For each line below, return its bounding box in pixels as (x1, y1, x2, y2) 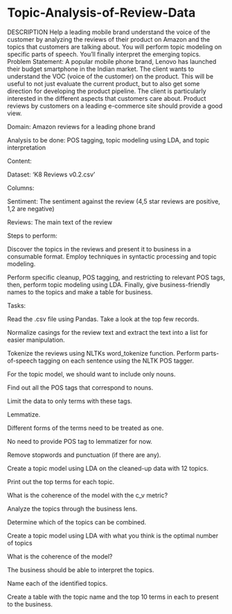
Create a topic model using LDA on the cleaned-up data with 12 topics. (7, 464, 209, 472)
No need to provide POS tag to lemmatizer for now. (7, 437, 152, 445)
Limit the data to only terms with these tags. (7, 397, 133, 405)
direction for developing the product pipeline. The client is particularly (7, 87, 206, 95)
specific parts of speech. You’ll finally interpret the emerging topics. (7, 50, 201, 58)
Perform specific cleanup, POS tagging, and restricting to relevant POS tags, (7, 273, 225, 281)
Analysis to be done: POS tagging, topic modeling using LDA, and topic (7, 135, 210, 144)
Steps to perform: (7, 231, 57, 240)
